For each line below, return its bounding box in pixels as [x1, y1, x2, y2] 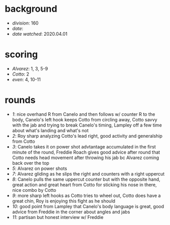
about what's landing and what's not [12, 127, 89, 133]
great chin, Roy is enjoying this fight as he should [12, 197, 116, 204]
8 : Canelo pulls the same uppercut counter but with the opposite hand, [12, 176, 161, 182]
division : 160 [12, 20, 39, 26]
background [5, 3, 58, 15]
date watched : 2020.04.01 [12, 31, 68, 37]
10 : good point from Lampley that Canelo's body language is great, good [12, 203, 164, 209]
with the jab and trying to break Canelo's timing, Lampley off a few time [12, 122, 162, 128]
